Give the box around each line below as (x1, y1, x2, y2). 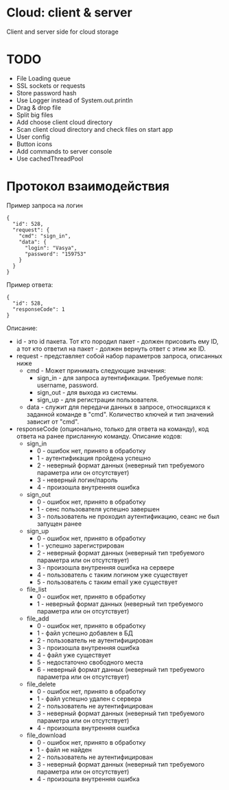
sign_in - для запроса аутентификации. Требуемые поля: (36, 373, 204, 382)
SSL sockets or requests (16, 81, 86, 90)
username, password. (36, 381, 99, 389)
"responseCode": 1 (12, 305, 66, 313)
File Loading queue (16, 74, 71, 82)
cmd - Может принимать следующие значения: (26, 366, 166, 375)
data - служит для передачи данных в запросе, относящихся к (26, 403, 210, 411)
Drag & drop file (16, 103, 62, 111)
